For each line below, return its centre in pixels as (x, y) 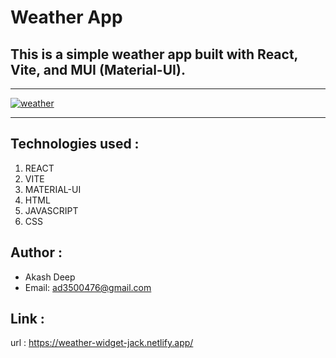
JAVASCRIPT (51, 210)
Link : (27, 319)
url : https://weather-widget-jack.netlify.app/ (102, 343)
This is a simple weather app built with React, (154, 54)
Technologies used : (75, 144)
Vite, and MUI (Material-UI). (98, 69)
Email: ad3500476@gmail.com (88, 287)
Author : (36, 252)
